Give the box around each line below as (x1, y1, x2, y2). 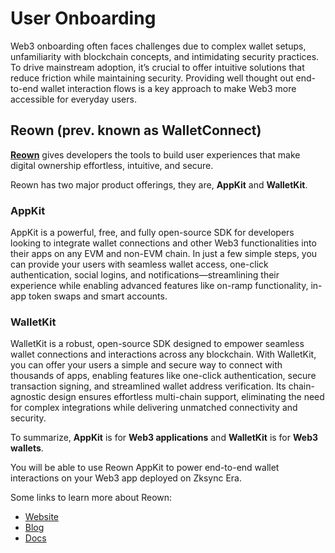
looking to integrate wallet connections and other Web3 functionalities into (10, 237, 317, 249)
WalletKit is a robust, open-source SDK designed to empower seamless (10, 338, 305, 350)
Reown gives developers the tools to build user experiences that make (10, 148, 301, 161)
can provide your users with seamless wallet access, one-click (10, 258, 269, 271)
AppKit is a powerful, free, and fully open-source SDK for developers (10, 227, 295, 239)
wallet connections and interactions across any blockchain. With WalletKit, (10, 348, 317, 361)
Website (24, 511, 60, 523)
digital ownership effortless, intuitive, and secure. (10, 159, 214, 171)
